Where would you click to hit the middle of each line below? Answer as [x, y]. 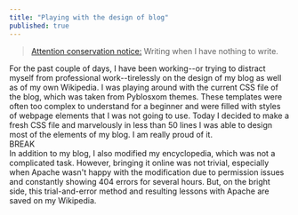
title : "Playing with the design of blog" [89, 17]
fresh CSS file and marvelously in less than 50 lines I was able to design [141, 124]
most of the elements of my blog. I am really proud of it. [111, 134]
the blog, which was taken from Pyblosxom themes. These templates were [146, 96]
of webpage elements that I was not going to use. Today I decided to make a [149, 115]
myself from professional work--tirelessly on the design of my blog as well [145, 77]
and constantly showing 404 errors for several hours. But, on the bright [140, 181]
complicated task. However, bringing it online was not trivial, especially [139, 163]
